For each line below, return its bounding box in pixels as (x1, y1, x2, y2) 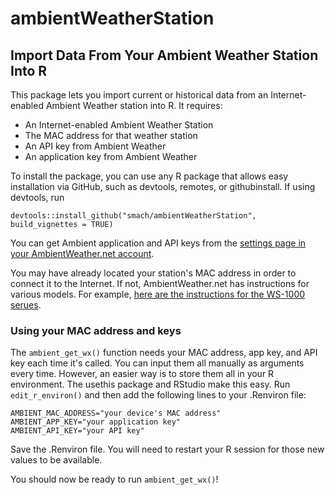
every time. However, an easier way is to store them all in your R (10, 368, 275, 380)
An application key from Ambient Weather (24, 151, 198, 162)
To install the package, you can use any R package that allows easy (10, 170, 289, 182)
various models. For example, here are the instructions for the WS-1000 (10, 288, 306, 300)
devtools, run (10, 192, 65, 203)
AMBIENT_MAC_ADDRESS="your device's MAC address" (10, 408, 222, 419)
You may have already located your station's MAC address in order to (10, 267, 297, 279)
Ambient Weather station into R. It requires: (45, 100, 223, 111)
